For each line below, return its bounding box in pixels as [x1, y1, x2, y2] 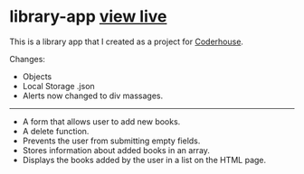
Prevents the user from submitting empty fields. [22, 135, 201, 146]
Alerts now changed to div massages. [22, 90, 164, 101]
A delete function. [22, 125, 90, 136]
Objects [22, 70, 52, 82]
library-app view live [9, 6, 167, 27]
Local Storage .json [22, 80, 95, 91]
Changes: [9, 53, 45, 64]
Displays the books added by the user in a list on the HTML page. [22, 154, 267, 165]
